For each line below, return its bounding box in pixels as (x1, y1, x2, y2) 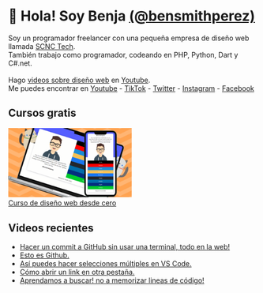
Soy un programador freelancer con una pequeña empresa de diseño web (8, 33, 250, 43)
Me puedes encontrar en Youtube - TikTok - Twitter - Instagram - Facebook (8, 83, 254, 93)
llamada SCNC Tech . (8, 41, 76, 51)
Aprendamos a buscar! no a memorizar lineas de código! (19, 276, 205, 285)
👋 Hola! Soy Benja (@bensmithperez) (8, 7, 255, 25)
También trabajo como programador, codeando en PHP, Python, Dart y (8, 50, 239, 59)
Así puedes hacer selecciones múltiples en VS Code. (19, 259, 192, 269)
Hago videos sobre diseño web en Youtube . (8, 75, 151, 85)
